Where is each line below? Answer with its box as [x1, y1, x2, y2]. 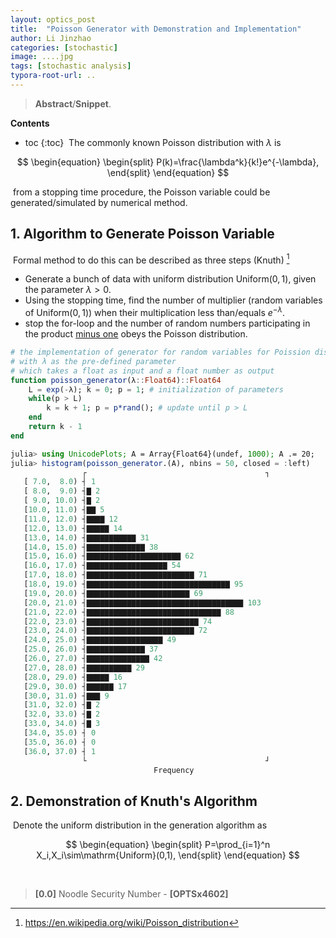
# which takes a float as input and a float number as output [10, 366, 275, 376]
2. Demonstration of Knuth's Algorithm [10, 792, 258, 810]
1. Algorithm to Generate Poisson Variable [10, 226, 275, 243]
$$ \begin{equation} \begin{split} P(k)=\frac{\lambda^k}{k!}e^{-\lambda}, [16, 156, 320, 168]
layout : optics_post [10, 14, 97, 25]
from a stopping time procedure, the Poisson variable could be [12, 186, 271, 198]
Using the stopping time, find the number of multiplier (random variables [24, 294, 323, 306]
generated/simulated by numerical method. [10, 196, 188, 208]
